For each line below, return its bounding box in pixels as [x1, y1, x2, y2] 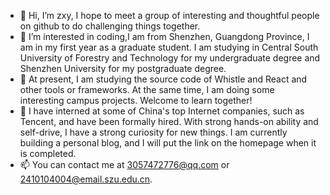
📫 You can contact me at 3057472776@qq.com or [19, 159, 230, 170]
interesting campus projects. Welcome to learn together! [19, 95, 253, 106]
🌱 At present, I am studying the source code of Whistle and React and [19, 73, 308, 85]
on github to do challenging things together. [19, 20, 201, 32]
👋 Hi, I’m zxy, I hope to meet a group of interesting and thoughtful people [19, 10, 320, 21]
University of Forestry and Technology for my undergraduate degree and [19, 52, 321, 64]
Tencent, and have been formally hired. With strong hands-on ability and [19, 116, 319, 127]
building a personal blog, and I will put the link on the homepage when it [19, 137, 317, 149]
